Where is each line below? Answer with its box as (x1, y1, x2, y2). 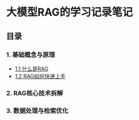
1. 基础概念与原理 (6, 50, 55, 59)
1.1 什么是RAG (14, 65, 49, 72)
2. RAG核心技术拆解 (6, 89, 63, 97)
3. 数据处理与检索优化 (6, 106, 69, 115)
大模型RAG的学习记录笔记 (6, 5, 133, 19)
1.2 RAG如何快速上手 (14, 72, 66, 79)
